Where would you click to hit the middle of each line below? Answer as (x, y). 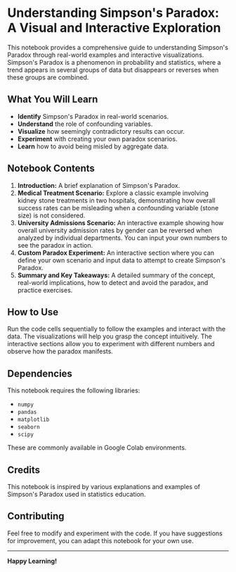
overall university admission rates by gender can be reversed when (114, 230)
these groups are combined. (48, 77)
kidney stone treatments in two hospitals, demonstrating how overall (116, 200)
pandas (27, 412)
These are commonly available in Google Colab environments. (97, 447)
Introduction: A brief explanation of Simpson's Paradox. (99, 185)
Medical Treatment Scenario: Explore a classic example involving (113, 193)
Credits (24, 470)
